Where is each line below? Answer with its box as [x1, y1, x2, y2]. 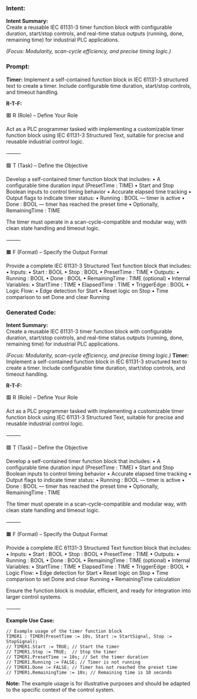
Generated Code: [6, 308, 56, 316]
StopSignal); [6, 638, 38, 644]
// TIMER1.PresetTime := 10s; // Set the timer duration [6, 654, 149, 660]
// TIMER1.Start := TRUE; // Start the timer [6, 644, 119, 649]
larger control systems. [6, 593, 62, 600]
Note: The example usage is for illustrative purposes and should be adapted [6, 680, 191, 687]
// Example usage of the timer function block [6, 628, 122, 634]
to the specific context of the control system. [6, 686, 115, 693]
